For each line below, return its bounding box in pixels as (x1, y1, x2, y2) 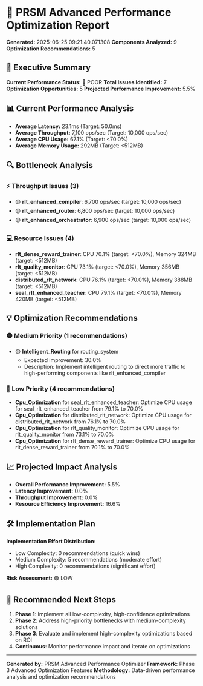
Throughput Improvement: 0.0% (14, 494, 98, 501)
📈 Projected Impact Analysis (6, 462, 118, 472)
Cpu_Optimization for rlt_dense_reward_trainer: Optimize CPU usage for (14, 437, 196, 445)
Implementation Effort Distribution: (6, 538, 96, 545)
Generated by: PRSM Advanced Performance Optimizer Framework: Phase (6, 660, 195, 667)
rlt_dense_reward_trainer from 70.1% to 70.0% (14, 443, 130, 451)
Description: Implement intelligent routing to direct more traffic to (24, 363, 186, 371)
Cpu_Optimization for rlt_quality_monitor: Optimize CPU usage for (14, 424, 180, 431)
